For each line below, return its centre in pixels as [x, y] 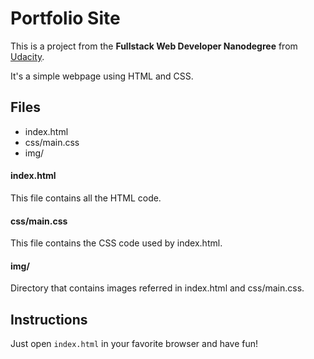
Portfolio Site [65, 18]
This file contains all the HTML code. [86, 198]
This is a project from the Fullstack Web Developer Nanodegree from [154, 46]
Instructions [49, 319]
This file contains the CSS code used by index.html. [116, 243]
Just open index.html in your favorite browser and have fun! [134, 344]
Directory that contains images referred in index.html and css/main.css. [157, 288]
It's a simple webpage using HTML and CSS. [102, 76]
